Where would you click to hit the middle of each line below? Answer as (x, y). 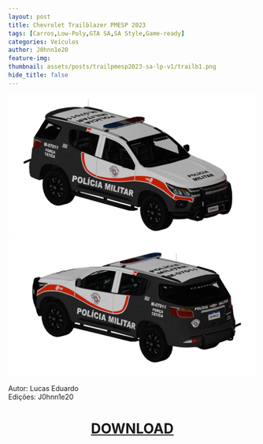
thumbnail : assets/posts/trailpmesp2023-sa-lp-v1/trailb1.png (112, 67)
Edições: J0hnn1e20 (41, 397)
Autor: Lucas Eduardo (43, 388)
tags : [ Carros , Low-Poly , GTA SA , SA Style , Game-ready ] (96, 33)
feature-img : (30, 58)
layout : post (30, 17)
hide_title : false (38, 75)
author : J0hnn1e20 (38, 50)
